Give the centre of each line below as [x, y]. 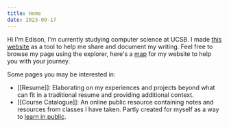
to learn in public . [41, 116]
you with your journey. [39, 61]
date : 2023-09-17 [32, 20]
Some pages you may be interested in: [61, 74]
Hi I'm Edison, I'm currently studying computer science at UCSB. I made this [114, 39]
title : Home [24, 13]
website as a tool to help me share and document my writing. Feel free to [110, 46]
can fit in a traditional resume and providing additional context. [105, 95]
